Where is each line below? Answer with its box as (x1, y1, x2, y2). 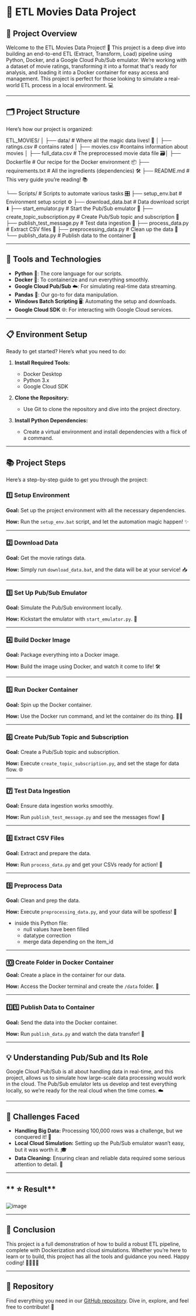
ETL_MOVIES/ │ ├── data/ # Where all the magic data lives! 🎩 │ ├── (6, 137, 172, 144)
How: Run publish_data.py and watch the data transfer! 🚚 (6, 1030, 145, 1037)
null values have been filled (23, 925, 89, 932)
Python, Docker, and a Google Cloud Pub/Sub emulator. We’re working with (6, 57, 187, 63)
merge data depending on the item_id (23, 938, 114, 945)
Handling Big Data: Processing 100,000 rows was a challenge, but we (14, 1127, 183, 1134)
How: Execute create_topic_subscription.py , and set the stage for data (6, 760, 180, 767)
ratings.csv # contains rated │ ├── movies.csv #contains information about (6, 143, 188, 150)
